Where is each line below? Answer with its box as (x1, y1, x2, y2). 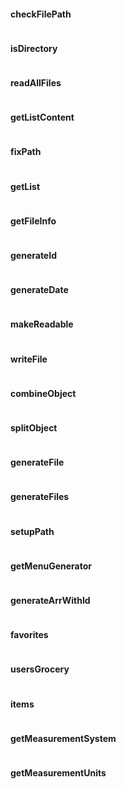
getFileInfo (10, 215, 57, 227)
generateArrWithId (10, 595, 91, 607)
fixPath (10, 146, 42, 158)
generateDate (10, 284, 69, 296)
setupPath (10, 525, 55, 537)
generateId (10, 250, 57, 262)
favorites (10, 629, 49, 641)
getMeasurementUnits (10, 767, 107, 779)
